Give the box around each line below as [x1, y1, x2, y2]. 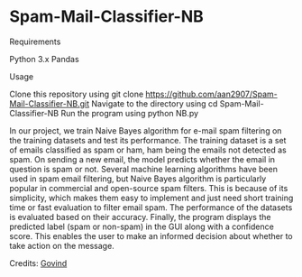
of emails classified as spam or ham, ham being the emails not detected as [9, 144, 287, 155]
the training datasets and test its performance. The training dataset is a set [9, 134, 287, 145]
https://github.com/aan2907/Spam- [145, 88, 278, 99]
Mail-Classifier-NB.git [9, 97, 90, 109]
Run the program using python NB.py [60, 107, 199, 118]
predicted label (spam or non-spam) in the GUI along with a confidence [9, 221, 275, 232]
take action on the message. [9, 240, 114, 251]
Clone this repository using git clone [9, 88, 144, 99]
